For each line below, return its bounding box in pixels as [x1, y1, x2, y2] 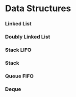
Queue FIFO [5, 73, 34, 79]
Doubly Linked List [5, 34, 51, 40]
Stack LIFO [5, 46, 32, 53]
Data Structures [5, 3, 71, 14]
